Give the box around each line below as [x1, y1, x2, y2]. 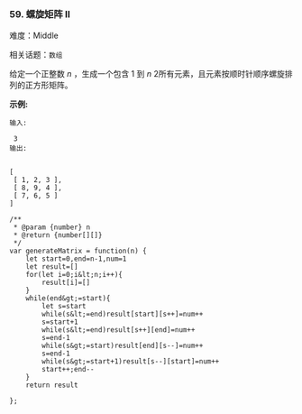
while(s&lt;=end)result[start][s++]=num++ [41, 309, 204, 319]
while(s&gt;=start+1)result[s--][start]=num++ [41, 357, 220, 366]
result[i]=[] [41, 278, 91, 288]
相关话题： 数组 [9, 50, 63, 60]
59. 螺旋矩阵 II [9, 7, 70, 20]
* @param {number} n [13, 223, 91, 232]
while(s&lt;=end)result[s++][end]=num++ [41, 326, 196, 335]
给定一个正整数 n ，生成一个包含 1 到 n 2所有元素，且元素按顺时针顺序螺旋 [9, 69, 286, 79]
